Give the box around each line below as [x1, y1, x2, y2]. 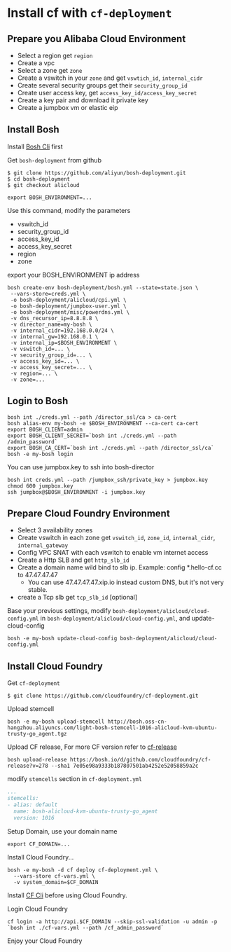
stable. [27, 586, 48, 594]
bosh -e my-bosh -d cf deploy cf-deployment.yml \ [7, 867, 158, 874]
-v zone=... [10, 376, 45, 383]
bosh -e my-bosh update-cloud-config [7, 635, 118, 642]
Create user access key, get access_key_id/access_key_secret [17, 89, 197, 97]
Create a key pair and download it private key [17, 96, 148, 104]
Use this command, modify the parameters [7, 206, 131, 214]
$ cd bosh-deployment [7, 175, 71, 183]
